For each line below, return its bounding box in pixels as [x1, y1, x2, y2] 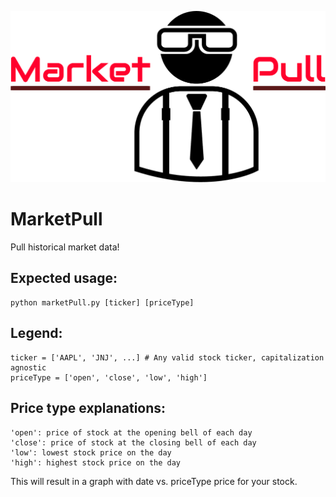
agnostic [10, 362, 47, 373]
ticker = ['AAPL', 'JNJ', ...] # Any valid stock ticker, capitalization [10, 352, 325, 363]
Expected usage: [10, 270, 118, 287]
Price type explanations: [10, 400, 167, 417]
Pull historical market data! [10, 241, 120, 253]
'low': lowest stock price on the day [10, 447, 172, 458]
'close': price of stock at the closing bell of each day [10, 437, 257, 448]
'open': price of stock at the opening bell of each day [10, 427, 253, 438]
